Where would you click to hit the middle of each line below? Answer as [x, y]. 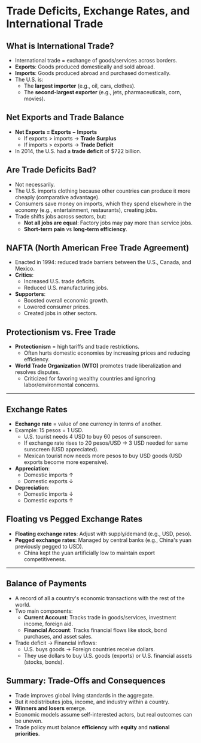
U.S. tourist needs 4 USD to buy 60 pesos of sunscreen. [93, 437]
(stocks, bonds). [44, 662]
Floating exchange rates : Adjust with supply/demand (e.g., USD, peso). [103, 534]
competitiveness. [45, 559]
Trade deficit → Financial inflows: [56, 643]
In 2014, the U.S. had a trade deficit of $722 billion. [78, 151]
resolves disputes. [37, 372]
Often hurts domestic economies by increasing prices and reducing [107, 353]
